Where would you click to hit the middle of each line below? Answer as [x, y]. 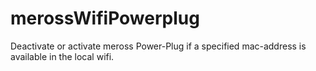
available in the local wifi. [62, 56]
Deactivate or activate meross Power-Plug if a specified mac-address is [158, 46]
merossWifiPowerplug [105, 18]
